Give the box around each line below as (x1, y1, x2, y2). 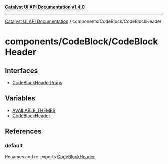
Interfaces (5, 66, 38, 75)
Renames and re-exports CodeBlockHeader (5, 153, 95, 159)
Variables (5, 94, 36, 103)
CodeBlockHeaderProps (12, 80, 62, 85)
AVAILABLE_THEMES (12, 107, 56, 113)
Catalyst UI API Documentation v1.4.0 (5, 4, 85, 10)
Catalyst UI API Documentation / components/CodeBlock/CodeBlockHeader (5, 18, 162, 24)
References (5, 127, 42, 136)
